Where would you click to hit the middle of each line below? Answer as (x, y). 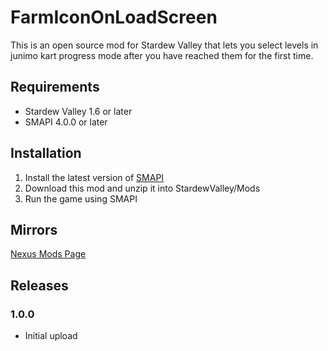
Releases (39, 285)
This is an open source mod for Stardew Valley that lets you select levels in (164, 45)
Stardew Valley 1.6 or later (78, 111)
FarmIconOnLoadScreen (114, 17)
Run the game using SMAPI (81, 198)
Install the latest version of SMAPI (94, 177)
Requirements (55, 87)
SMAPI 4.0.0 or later (66, 122)
